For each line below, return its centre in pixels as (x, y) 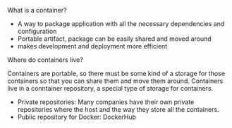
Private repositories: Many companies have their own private (106, 102)
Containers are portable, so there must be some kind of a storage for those (116, 73)
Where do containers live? (45, 60)
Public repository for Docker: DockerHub (77, 117)
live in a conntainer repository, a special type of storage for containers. (110, 88)
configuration (37, 31)
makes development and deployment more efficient (92, 46)
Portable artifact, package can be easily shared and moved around (114, 39)
